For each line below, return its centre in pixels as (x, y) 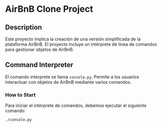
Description (23, 27)
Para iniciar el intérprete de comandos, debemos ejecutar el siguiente (76, 106)
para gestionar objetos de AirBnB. (40, 49)
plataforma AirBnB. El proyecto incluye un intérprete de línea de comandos (81, 44)
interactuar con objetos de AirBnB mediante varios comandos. (68, 82)
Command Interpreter (39, 65)
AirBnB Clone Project (49, 9)
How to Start (20, 95)
